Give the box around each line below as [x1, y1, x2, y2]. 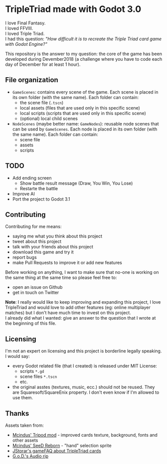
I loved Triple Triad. [5, 30, 45, 36]
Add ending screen [12, 175, 52, 181]
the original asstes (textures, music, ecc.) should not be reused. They [12, 384, 155, 390]
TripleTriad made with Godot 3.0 [5, 3, 142, 15]
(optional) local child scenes [19, 116, 78, 121]
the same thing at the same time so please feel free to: [5, 275, 117, 281]
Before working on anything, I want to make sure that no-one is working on [5, 269, 159, 275]
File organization [5, 76, 58, 84]
